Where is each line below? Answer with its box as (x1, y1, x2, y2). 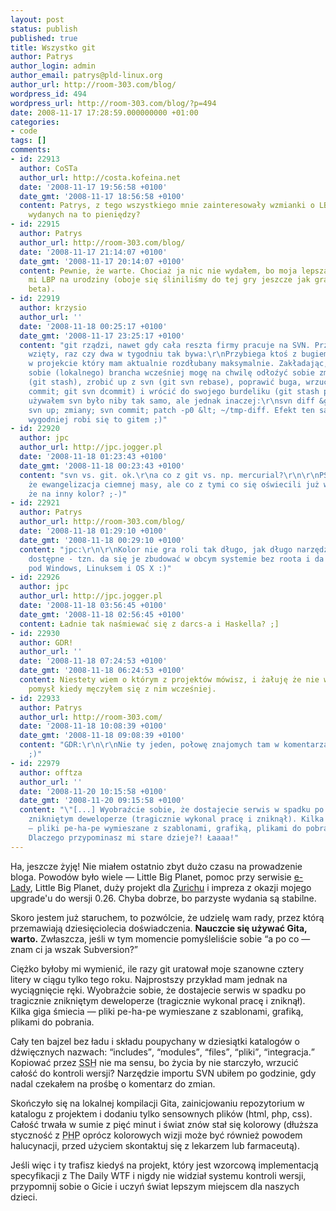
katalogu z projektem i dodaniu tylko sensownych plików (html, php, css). (10, 1107, 313, 1120)
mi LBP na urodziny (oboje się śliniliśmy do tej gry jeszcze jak (28, 275, 311, 285)
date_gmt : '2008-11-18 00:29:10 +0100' (19, 535, 186, 545)
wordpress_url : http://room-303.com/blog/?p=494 (10, 98, 217, 108)
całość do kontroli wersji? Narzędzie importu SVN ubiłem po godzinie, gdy (10, 1067, 317, 1079)
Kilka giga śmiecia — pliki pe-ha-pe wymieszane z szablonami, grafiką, (10, 1005, 304, 1017)
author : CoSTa (19, 163, 78, 173)
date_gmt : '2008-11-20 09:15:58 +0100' (19, 796, 186, 806)
